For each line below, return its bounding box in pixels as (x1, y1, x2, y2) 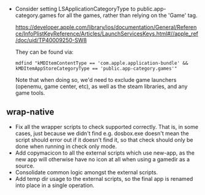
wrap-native (6, 107, 54, 117)
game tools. (15, 89, 45, 97)
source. (15, 162, 35, 169)
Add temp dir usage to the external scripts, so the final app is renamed (15, 175, 193, 182)
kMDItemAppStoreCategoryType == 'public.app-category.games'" (15, 65, 177, 72)
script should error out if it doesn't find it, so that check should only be (15, 136, 193, 143)
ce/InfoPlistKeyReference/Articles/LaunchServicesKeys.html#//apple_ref (15, 30, 199, 37)
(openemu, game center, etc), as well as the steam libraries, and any (15, 83, 188, 90)
